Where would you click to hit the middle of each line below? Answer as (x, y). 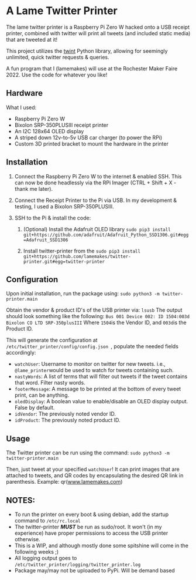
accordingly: (21, 353)
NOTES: (21, 500)
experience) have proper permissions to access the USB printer (91, 533)
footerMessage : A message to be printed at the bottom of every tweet (98, 389)
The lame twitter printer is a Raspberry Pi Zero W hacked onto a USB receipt (98, 27)
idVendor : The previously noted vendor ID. (65, 414)
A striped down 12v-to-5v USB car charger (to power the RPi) (88, 137)
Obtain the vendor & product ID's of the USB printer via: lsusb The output (94, 310)
